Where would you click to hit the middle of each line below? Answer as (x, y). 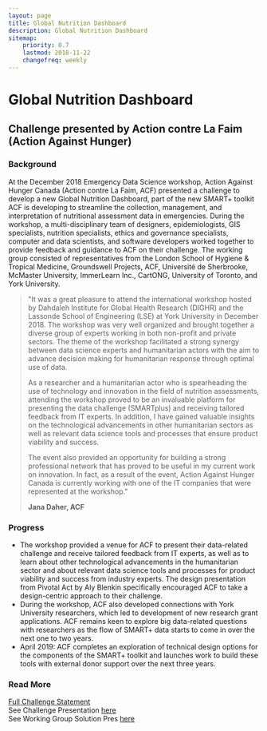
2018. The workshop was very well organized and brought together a (141, 324)
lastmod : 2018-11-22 (57, 53)
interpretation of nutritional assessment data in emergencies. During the (126, 216)
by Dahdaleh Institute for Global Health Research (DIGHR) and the (135, 308)
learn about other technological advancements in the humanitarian (129, 562)
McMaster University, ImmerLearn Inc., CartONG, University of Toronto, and (133, 275)
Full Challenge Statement (49, 702)
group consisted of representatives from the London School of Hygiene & (129, 258)
